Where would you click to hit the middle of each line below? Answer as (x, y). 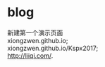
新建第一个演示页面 (35, 32)
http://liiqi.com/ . (30, 55)
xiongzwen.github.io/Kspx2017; (53, 48)
